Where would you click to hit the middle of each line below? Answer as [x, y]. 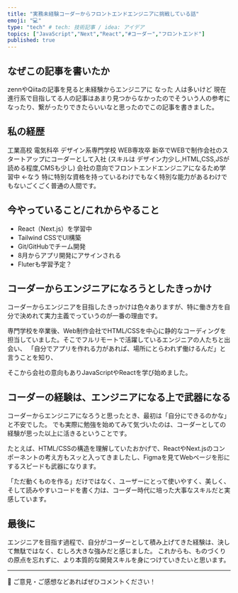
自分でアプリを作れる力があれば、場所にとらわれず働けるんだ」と [130, 349]
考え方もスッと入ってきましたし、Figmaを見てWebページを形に [137, 457]
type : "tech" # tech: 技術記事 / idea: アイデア [76, 27]
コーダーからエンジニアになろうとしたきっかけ [110, 288]
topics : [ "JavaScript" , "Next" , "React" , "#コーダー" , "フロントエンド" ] [106, 34]
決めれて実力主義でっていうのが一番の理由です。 [90, 316]
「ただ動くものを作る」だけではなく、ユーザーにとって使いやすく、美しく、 [119, 482]
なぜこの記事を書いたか [58, 71]
